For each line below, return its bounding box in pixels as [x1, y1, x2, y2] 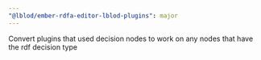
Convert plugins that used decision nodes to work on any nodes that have [8, 34, 254, 43]
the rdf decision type [8, 42, 78, 52]
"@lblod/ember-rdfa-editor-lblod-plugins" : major [8, 11, 179, 20]
